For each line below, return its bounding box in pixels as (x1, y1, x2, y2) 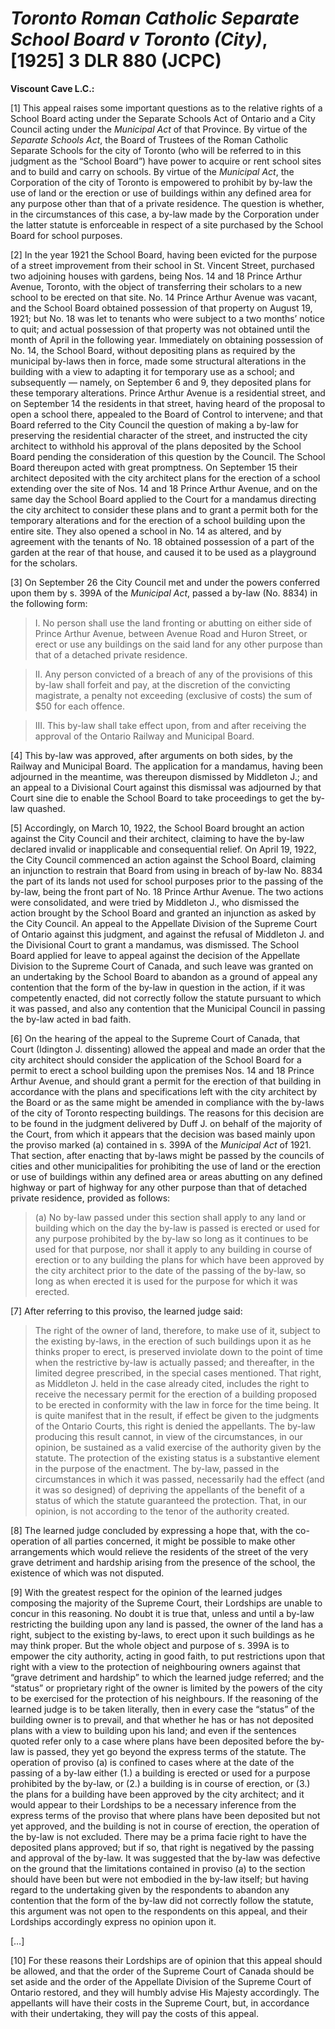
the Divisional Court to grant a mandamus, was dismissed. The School (10, 938, 300, 951)
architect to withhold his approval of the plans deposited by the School (10, 440, 302, 452)
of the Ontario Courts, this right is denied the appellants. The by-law (34, 1420, 316, 1432)
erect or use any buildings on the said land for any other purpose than (34, 638, 323, 650)
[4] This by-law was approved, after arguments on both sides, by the (10, 749, 294, 761)
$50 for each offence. (34, 700, 126, 712)
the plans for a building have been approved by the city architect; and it (10, 1788, 305, 1800)
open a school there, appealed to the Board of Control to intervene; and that (10, 408, 323, 420)
